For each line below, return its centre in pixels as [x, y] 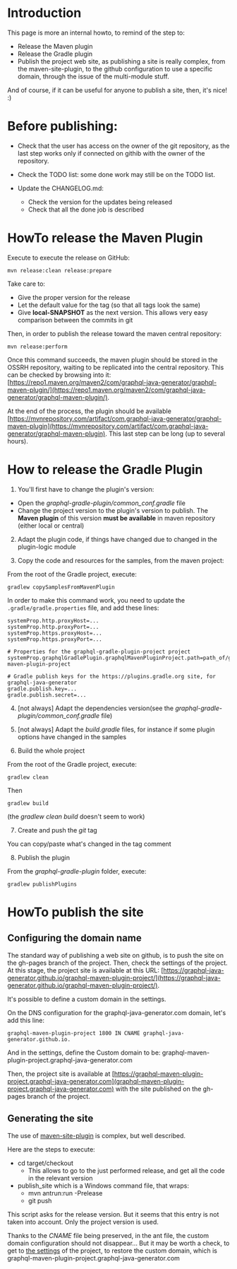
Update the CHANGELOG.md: [60, 188]
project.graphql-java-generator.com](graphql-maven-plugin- [96, 1081]
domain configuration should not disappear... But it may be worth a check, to [119, 1243]
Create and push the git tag [57, 830]
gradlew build [28, 803]
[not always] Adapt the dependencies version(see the [96, 708]
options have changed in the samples [72, 736]
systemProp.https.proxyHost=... [55, 633]
